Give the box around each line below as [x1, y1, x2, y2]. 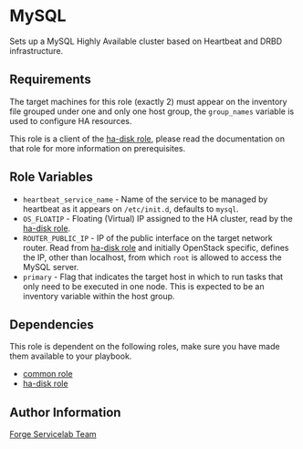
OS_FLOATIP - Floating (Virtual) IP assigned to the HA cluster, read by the [22, 213, 294, 224]
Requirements [9, 72, 91, 88]
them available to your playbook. [9, 350, 132, 361]
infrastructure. [9, 45, 64, 56]
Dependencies [9, 317, 94, 332]
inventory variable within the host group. [22, 290, 175, 301]
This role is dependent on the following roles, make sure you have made [9, 341, 280, 352]
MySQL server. [22, 261, 79, 272]
